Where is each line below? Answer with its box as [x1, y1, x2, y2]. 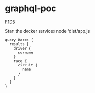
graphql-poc [5, 3, 56, 14]
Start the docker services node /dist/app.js [5, 28, 90, 34]
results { [9, 41, 29, 46]
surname [17, 50, 34, 55]
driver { [14, 46, 31, 51]
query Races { [5, 37, 34, 42]
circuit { [17, 63, 38, 67]
